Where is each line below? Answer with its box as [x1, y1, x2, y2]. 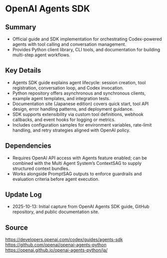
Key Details [5, 66, 41, 75]
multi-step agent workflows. [12, 52, 71, 58]
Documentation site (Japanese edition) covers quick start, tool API [12, 101, 149, 107]
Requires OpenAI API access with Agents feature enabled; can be [12, 155, 147, 161]
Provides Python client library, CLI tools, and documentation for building [12, 47, 161, 52]
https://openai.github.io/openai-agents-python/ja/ [5, 247, 108, 253]
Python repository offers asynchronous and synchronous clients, [12, 90, 146, 96]
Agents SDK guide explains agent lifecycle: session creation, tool [12, 79, 146, 85]
